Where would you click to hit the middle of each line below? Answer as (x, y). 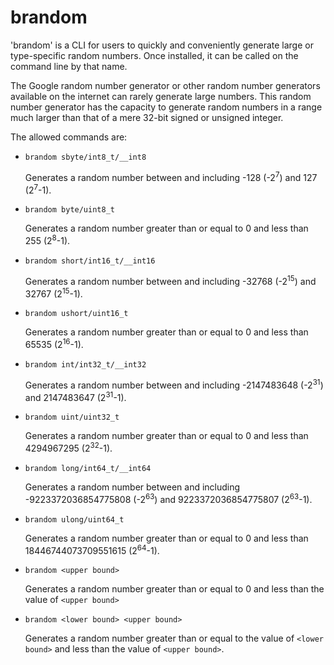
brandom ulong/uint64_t (74, 519)
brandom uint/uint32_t (72, 417)
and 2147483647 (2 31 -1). (75, 396)
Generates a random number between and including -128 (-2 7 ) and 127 (171, 176)
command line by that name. (69, 66)
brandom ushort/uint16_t (76, 314)
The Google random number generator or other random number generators (165, 85)
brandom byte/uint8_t (69, 210)
